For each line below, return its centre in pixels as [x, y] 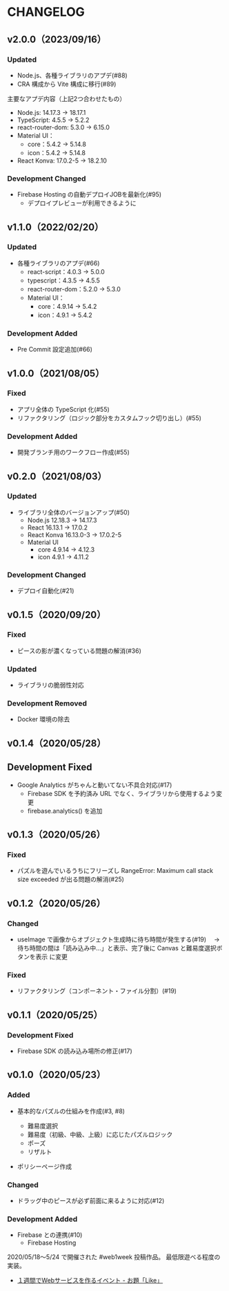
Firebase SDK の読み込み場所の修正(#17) [74, 1051]
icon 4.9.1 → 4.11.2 [63, 557]
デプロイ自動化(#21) [46, 591]
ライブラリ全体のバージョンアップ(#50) [73, 512]
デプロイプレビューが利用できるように [82, 203]
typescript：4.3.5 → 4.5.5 [63, 280]
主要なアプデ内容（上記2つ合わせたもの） [67, 98]
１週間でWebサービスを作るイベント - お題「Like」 [90, 1281]
